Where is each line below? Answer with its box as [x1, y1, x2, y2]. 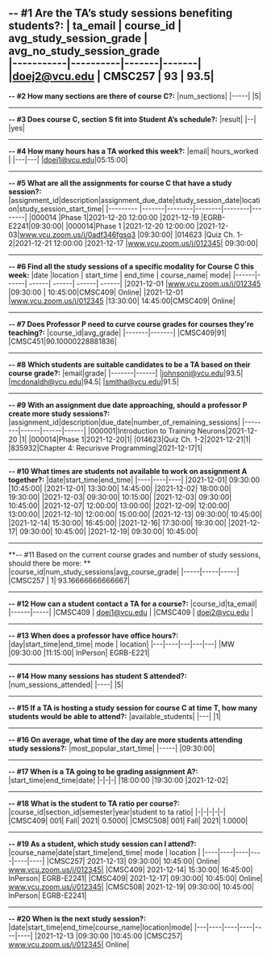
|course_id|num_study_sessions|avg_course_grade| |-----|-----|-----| [8, 566, 240, 577]
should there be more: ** [8, 558, 91, 568]
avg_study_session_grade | [8, 32, 148, 45]
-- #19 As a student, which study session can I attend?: [8, 839, 197, 849]
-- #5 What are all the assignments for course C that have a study [8, 178, 232, 188]
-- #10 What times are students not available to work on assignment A [8, 466, 248, 476]
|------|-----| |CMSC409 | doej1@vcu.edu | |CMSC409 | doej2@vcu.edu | [8, 607, 254, 617]
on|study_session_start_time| [8, 204, 105, 214]
